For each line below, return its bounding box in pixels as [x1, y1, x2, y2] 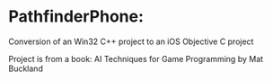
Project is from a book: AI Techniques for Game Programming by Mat [8, 53, 264, 64]
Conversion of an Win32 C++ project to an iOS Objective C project [8, 36, 254, 47]
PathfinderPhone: [8, 6, 145, 27]
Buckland [8, 63, 44, 74]
